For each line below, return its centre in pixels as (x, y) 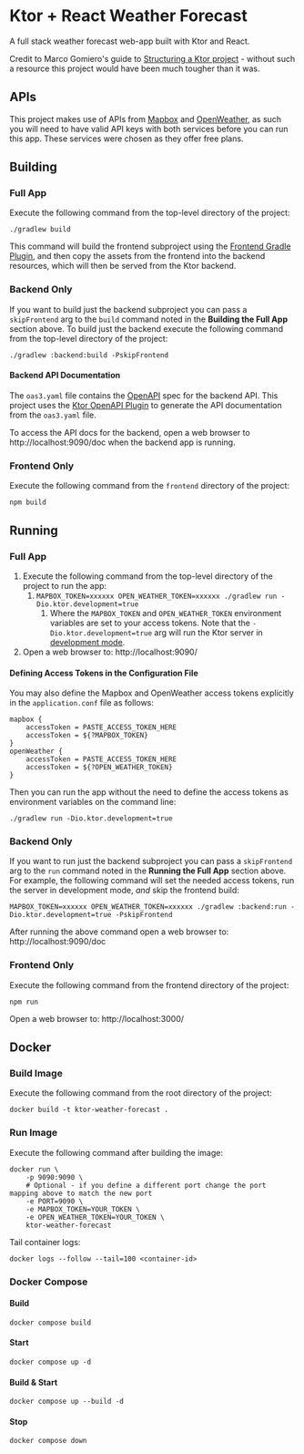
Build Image (36, 1074)
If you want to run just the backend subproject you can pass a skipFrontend (151, 861)
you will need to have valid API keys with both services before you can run (149, 129)
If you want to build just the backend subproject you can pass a (128, 309)
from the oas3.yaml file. (53, 415)
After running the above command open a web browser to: (119, 932)
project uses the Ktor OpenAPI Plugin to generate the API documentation (146, 405)
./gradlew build (40, 230)
